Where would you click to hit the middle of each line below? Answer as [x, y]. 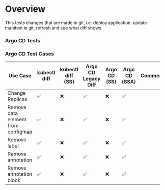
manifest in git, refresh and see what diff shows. [54, 27]
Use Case [20, 76]
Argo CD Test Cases [29, 54]
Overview [25, 9]
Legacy [92, 79]
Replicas [17, 99]
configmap [20, 132]
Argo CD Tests [23, 40]
